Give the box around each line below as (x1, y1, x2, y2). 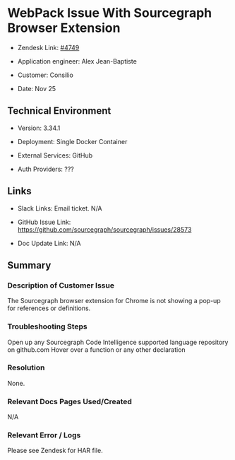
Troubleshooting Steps (7, 322, 88, 331)
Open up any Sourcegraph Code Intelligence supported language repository (7, 338, 229, 346)
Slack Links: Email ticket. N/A (17, 204, 102, 213)
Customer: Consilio (17, 71, 74, 79)
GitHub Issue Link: (17, 218, 71, 226)
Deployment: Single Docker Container (17, 137, 128, 146)
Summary (7, 259, 52, 271)
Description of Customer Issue (7, 281, 115, 290)
